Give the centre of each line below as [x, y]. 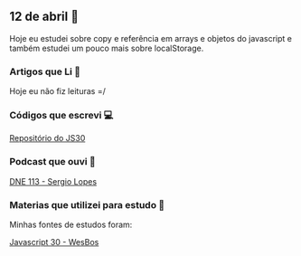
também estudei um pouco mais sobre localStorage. [107, 48]
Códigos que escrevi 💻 [61, 116]
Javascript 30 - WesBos [54, 242]
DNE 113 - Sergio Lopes [53, 181]
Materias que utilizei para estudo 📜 [87, 204]
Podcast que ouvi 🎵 [53, 162]
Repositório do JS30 [47, 138]
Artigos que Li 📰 [45, 71]
